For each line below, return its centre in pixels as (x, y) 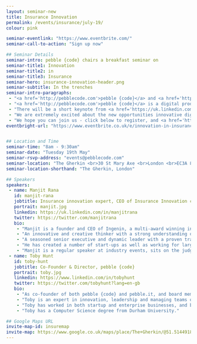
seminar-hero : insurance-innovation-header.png (65, 82)
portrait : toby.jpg (38, 272)
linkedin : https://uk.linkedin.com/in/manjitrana (76, 212)
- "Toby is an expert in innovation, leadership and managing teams (102, 300)
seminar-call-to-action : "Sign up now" (55, 44)
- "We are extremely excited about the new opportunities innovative (95, 115)
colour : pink (22, 28)
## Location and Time (33, 142)
